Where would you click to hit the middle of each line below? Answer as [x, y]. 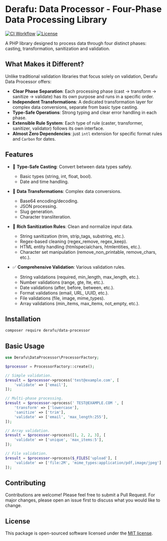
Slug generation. [37, 211]
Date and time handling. [44, 181]
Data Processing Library [56, 20]
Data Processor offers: [28, 81]
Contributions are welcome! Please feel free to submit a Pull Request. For [80, 495]
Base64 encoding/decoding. [49, 201]
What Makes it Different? [45, 64]
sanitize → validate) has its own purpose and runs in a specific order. [83, 96]
